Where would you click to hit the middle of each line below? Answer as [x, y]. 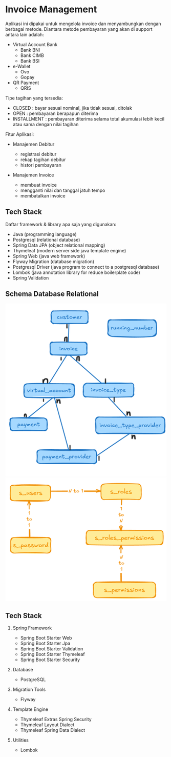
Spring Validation [31, 277]
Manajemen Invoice [33, 175]
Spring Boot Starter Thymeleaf [53, 654]
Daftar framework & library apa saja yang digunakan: [61, 224]
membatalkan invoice [43, 195]
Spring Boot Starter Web [46, 638]
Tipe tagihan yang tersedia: [34, 98]
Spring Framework [32, 628]
